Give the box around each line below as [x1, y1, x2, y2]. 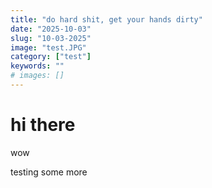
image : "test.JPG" [10, 42, 87, 53]
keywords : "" [10, 61, 65, 71]
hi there [10, 114, 76, 136]
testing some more [10, 166, 88, 178]
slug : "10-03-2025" [10, 33, 92, 43]
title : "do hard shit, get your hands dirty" [10, 14, 203, 25]
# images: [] [10, 71, 65, 81]
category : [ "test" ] [10, 52, 92, 62]
